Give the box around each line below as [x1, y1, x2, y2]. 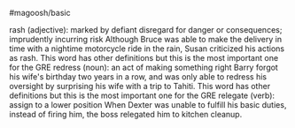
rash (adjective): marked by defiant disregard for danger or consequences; [9, 25, 283, 34]
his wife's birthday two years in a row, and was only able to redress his [9, 72, 268, 82]
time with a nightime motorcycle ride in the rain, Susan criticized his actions [9, 43, 285, 54]
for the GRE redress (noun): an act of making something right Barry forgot [9, 62, 279, 72]
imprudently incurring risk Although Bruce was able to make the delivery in [9, 34, 282, 44]
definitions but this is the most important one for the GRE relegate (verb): [9, 90, 276, 101]
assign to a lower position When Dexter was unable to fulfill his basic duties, [9, 100, 287, 109]
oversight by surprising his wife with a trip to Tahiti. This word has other [9, 81, 271, 91]
